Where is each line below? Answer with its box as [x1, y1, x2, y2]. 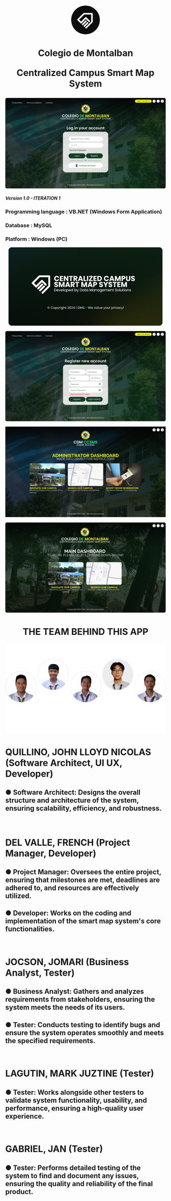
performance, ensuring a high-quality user [5, 1104, 144, 1112]
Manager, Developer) [5, 847, 97, 859]
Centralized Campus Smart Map [16, 67, 155, 79]
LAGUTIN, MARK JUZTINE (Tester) [5, 1068, 154, 1079]
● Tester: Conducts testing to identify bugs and [5, 1020, 160, 1029]
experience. [5, 1112, 44, 1120]
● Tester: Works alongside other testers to [5, 1088, 144, 1097]
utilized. [5, 891, 32, 900]
